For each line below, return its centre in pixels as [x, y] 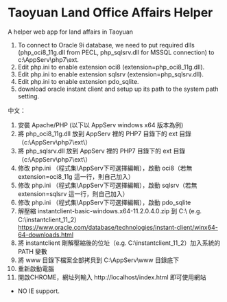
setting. [28, 96]
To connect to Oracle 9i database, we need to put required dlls [106, 45]
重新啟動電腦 [36, 268]
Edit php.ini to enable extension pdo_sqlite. [78, 81]
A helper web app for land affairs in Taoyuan [70, 32]
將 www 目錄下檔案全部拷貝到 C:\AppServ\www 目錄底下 [98, 260]
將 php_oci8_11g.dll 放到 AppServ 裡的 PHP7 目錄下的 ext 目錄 [104, 133]
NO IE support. [39, 291]
